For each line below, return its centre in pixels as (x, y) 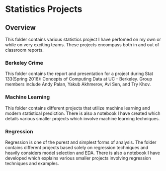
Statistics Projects (44, 9)
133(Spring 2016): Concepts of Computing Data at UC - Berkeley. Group (79, 79)
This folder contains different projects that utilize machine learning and (78, 108)
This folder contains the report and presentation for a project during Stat (79, 74)
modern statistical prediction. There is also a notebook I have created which (83, 113)
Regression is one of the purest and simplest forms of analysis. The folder (81, 142)
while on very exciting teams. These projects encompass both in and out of (82, 45)
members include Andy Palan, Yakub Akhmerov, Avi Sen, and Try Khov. (78, 84)
